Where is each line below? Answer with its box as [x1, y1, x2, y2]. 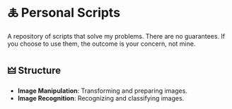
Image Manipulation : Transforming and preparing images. [17, 86, 187, 95]
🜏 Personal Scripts [7, 5, 121, 21]
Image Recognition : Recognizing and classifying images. [17, 94, 185, 102]
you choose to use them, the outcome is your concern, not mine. [7, 39, 196, 48]
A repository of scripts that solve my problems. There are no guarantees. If [7, 32, 225, 40]
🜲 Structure [7, 65, 62, 77]
